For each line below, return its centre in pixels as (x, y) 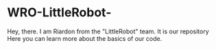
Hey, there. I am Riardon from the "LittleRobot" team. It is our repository (108, 31)
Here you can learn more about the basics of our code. (85, 38)
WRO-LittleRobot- (59, 13)
